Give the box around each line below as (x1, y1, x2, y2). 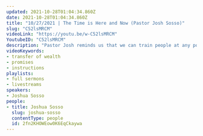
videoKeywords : (6, 48, 45, 54)
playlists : (6, 70, 34, 76)
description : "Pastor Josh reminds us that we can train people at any (6, 43, 190, 49)
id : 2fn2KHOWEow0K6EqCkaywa (11, 121, 83, 127)
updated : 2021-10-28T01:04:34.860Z (6, 8, 96, 15)
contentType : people (11, 115, 63, 121)
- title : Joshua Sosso (6, 104, 63, 110)
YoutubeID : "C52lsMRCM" (6, 37, 66, 43)
